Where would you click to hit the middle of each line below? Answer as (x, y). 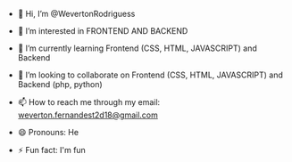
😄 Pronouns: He (48, 132)
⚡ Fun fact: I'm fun (52, 150)
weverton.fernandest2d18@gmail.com (88, 115)
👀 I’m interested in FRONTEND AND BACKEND (103, 31)
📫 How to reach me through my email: (89, 102)
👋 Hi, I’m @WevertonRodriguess (76, 14)
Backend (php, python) (60, 84)
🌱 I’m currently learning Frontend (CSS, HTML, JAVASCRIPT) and (137, 48)
